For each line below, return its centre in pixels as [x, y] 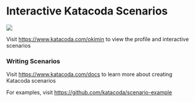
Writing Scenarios [33, 61]
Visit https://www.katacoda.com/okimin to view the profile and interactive [97, 39]
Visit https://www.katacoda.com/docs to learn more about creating [89, 74]
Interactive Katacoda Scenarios [87, 11]
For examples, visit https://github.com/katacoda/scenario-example [89, 92]
